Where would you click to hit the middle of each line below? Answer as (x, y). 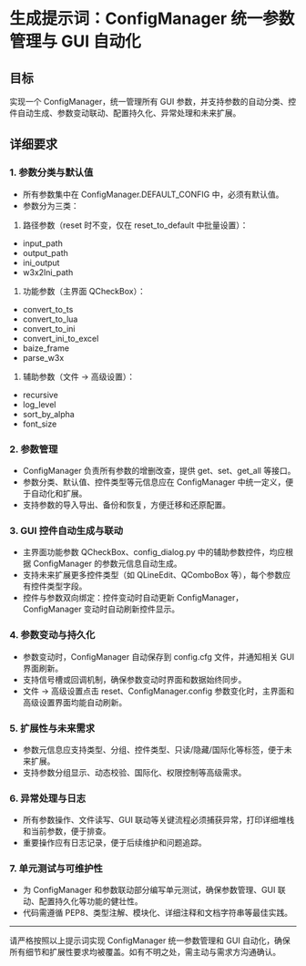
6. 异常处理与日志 (48, 798)
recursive (41, 395)
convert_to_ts (48, 309)
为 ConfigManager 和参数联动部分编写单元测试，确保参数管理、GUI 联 (154, 890)
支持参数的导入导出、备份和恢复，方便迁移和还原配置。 (126, 504)
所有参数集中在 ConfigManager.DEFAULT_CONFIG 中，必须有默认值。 (153, 194)
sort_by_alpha (48, 414)
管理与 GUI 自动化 (75, 41)
